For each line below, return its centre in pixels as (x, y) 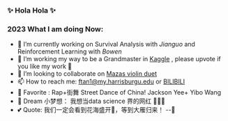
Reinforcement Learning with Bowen (69, 51)
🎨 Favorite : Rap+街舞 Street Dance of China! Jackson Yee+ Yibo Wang (119, 92)
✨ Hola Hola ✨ (31, 10)
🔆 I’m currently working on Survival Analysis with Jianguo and (106, 45)
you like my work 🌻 (45, 66)
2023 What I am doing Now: (55, 29)
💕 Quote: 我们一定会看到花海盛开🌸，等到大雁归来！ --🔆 (96, 110)
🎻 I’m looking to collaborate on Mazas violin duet (87, 74)
